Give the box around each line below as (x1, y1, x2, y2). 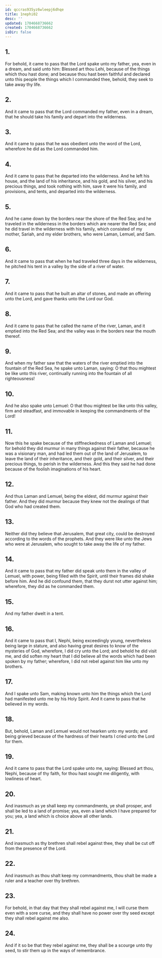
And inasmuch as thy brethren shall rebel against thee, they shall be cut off (5, 841, 155, 846)
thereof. (5, 333, 21, 339)
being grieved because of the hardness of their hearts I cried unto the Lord (5, 733, 155, 739)
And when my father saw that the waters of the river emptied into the (5, 360, 143, 366)
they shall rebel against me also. (5, 915, 69, 921)
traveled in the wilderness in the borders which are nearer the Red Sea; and (5, 221, 156, 227)
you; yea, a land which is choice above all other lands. (5, 813, 113, 819)
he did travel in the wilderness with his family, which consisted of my (5, 226, 143, 232)
